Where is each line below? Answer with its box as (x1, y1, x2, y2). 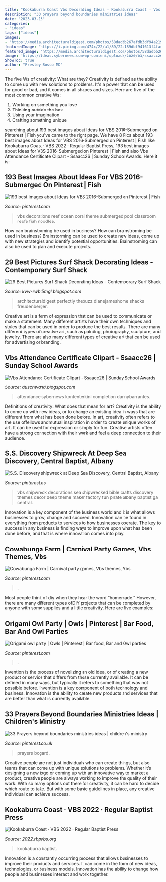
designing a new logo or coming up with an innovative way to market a (5, 770, 149, 776)
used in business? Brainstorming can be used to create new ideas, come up (5, 233, 160, 239)
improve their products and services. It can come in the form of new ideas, (5, 860, 157, 866)
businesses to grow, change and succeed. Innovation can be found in (5, 515, 147, 521)
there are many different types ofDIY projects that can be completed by (5, 600, 151, 606)
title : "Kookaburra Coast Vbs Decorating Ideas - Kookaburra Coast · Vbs (5, 7, 161, 12)
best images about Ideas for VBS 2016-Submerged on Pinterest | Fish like (5, 137, 155, 144)
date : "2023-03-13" (5, 16, 45, 21)
